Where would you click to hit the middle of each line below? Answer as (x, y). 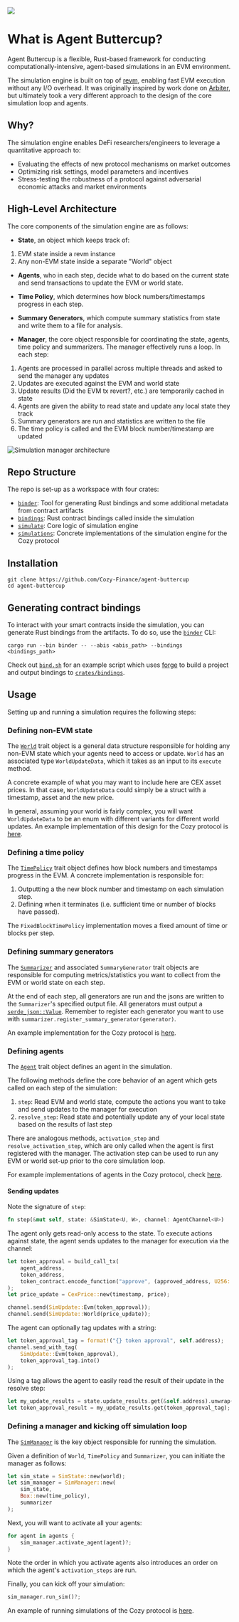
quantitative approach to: (44, 150)
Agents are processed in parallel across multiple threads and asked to (120, 368)
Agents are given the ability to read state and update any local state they (124, 406)
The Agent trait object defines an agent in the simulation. (90, 1067)
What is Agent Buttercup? (85, 40)
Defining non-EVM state (50, 730)
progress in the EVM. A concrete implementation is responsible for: (106, 875)
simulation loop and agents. (48, 102)
